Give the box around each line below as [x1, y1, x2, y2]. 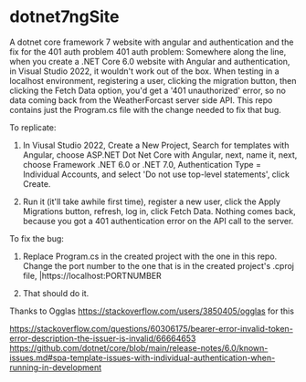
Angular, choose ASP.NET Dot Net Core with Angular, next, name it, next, [22, 149, 298, 160]
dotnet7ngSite [9, 6, 121, 27]
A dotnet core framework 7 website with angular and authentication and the [9, 36, 294, 47]
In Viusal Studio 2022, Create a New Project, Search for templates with [22, 139, 290, 150]
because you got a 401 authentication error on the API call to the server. [22, 215, 294, 226]
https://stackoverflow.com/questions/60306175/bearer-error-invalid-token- [9, 323, 294, 334]
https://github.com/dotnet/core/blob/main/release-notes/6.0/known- [9, 342, 269, 353]
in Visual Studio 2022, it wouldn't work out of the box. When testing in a [9, 66, 280, 77]
